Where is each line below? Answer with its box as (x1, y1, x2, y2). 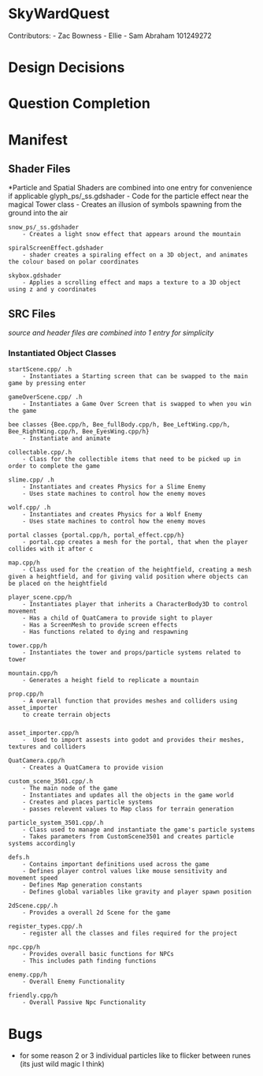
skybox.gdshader (8, 272, 61, 280)
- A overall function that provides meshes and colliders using (22, 697, 238, 705)
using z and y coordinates (8, 286, 97, 294)
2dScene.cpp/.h (8, 902, 58, 910)
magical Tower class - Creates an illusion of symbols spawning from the (8, 200, 243, 209)
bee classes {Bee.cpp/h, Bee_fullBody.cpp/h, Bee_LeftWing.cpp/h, (8, 421, 231, 429)
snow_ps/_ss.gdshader (8, 223, 80, 231)
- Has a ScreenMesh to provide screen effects (22, 621, 178, 629)
